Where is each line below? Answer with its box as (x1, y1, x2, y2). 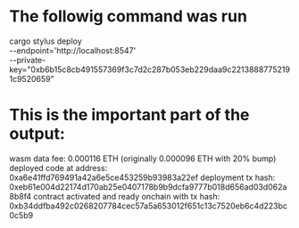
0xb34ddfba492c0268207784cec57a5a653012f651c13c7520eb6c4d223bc (9, 200, 288, 211)
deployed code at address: (9, 162, 108, 173)
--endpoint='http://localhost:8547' (9, 45, 137, 55)
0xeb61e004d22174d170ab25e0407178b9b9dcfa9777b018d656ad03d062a (9, 181, 287, 192)
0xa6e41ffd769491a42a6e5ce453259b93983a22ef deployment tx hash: (9, 172, 276, 183)
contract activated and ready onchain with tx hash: (33, 191, 220, 201)
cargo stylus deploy (9, 36, 82, 46)
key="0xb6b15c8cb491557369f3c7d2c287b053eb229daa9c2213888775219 (9, 64, 290, 75)
